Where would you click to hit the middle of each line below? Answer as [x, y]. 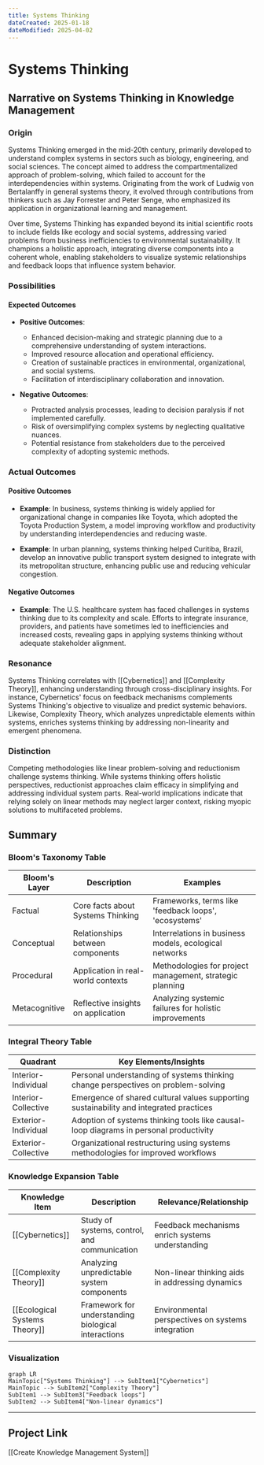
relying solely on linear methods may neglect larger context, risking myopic [130, 802]
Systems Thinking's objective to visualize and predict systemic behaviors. [128, 705]
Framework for [108, 1304]
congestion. [39, 574]
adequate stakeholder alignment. [73, 643]
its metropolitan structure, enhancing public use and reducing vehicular [135, 566]
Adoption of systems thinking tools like [143, 1121]
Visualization [34, 1358]
